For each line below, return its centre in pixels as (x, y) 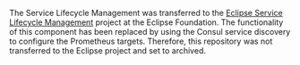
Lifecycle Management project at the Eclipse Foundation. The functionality (146, 22)
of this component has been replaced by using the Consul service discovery (150, 32)
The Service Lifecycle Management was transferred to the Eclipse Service (146, 13)
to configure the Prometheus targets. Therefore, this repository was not (141, 41)
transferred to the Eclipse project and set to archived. (107, 51)
